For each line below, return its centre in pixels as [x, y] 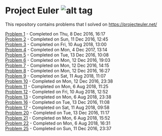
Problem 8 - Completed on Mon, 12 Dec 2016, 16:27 [58, 70]
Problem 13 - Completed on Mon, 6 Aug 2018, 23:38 [58, 97]
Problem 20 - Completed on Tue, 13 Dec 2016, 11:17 [57, 113]
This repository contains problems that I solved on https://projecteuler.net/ [81, 24]
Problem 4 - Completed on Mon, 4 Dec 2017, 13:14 [56, 49]
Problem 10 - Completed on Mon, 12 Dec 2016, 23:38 [59, 81]
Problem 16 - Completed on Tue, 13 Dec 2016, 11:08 [57, 102]
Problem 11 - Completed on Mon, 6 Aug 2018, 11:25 [57, 86]
